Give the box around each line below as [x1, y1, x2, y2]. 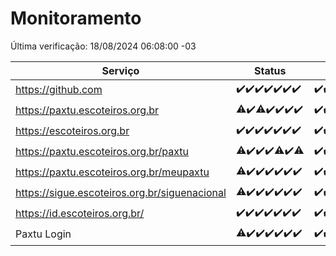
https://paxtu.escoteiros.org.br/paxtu [15, 145, 190, 159]
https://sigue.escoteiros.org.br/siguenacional [15, 186, 227, 200]
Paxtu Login [15, 227, 72, 241]
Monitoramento [10, 7, 142, 30]
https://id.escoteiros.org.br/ [15, 207, 145, 221]
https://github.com [15, 83, 103, 97]
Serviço [101, 63, 140, 77]
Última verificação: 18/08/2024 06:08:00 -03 [10, 40, 197, 52]
